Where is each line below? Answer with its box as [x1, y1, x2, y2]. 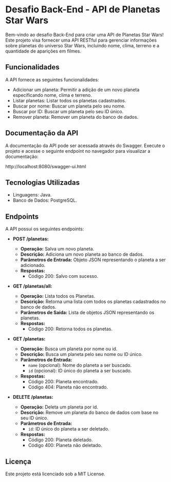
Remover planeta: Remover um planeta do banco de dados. [12, 114, 139, 120]
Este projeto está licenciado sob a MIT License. [5, 471, 105, 477]
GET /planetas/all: [12, 283, 52, 289]
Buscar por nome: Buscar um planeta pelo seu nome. [12, 103, 126, 109]
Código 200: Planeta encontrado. [28, 379, 99, 385]
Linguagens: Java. [12, 192, 52, 198]
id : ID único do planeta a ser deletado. [28, 426, 109, 432]
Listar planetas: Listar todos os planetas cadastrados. [12, 97, 126, 103]
